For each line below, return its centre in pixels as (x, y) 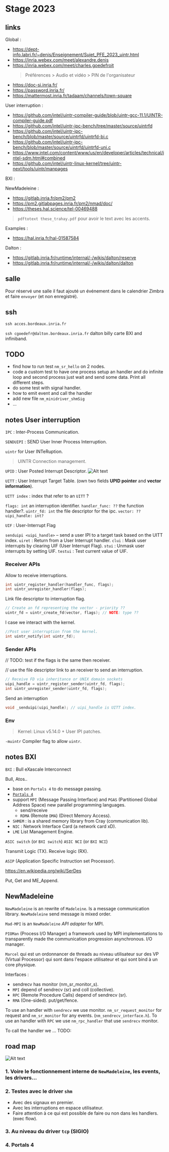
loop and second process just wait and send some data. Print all (79, 377)
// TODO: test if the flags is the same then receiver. (58, 660)
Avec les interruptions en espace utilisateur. (58, 1108)
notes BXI (21, 757)
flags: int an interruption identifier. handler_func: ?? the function (75, 506)
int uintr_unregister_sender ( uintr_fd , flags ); (56, 688)
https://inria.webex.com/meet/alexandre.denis (61, 60)
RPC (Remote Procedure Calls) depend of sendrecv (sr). (70, 995)
